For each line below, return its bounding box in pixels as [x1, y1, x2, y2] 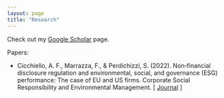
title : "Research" [7, 16, 60, 23]
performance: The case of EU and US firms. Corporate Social [16, 76, 190, 84]
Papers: [7, 48, 29, 56]
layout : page [7, 10, 45, 17]
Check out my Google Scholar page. [7, 35, 110, 43]
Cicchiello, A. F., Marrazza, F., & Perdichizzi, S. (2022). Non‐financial [16, 61, 211, 69]
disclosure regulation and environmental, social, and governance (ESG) [16, 69, 218, 77]
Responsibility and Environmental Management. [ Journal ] [16, 83, 183, 91]
